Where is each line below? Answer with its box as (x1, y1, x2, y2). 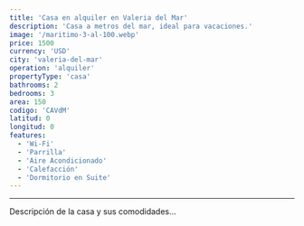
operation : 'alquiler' (9, 64, 95, 73)
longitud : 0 (9, 123, 54, 132)
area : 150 (9, 97, 47, 107)
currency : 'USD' (9, 47, 71, 56)
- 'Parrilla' (17, 147, 67, 156)
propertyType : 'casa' (9, 72, 91, 81)
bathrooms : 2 (9, 80, 59, 89)
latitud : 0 (9, 114, 51, 123)
